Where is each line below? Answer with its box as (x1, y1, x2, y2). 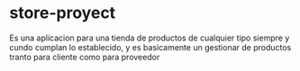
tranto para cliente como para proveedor (9, 51, 160, 62)
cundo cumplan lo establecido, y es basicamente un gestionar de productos (9, 41, 292, 52)
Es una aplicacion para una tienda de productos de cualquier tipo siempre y (9, 32, 290, 43)
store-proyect (9, 3, 116, 23)
